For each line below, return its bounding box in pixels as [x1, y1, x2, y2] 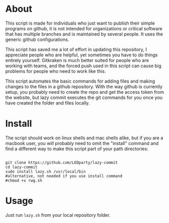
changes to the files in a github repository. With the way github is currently [5, 83, 163, 90]
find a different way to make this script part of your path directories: [5, 146, 149, 152]
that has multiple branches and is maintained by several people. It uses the [5, 31, 163, 37]
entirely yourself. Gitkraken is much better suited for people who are [5, 57, 150, 63]
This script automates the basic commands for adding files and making [5, 78, 155, 84]
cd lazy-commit [5, 165, 38, 170]
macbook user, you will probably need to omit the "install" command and [5, 140, 159, 146]
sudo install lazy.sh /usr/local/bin [5, 169, 86, 174]
